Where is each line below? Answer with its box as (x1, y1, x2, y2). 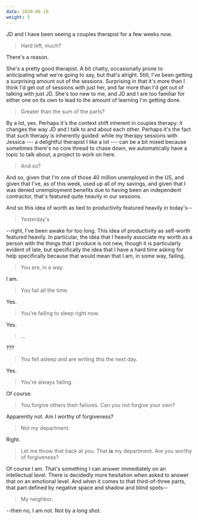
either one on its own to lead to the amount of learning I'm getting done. (6, 96, 181, 104)
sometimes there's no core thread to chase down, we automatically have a (6, 145, 187, 152)
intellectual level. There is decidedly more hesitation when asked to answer (6, 471, 189, 479)
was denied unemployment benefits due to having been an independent (6, 186, 181, 193)
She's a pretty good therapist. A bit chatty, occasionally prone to (6, 65, 163, 72)
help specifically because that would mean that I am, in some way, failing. (6, 252, 186, 259)
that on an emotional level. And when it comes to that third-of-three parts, (6, 477, 186, 484)
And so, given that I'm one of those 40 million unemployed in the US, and (6, 174, 184, 181)
